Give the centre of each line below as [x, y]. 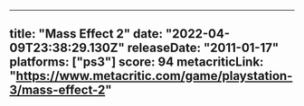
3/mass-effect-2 [57, 90]
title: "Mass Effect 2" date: [86, 34]
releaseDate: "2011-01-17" [203, 48]
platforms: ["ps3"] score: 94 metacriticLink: [137, 62]
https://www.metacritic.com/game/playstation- [154, 76]
